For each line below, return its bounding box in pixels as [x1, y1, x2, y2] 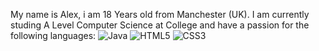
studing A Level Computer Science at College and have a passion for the [10, 19, 310, 31]
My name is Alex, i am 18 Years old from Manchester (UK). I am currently [10, 9, 310, 20]
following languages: [10, 30, 97, 41]
